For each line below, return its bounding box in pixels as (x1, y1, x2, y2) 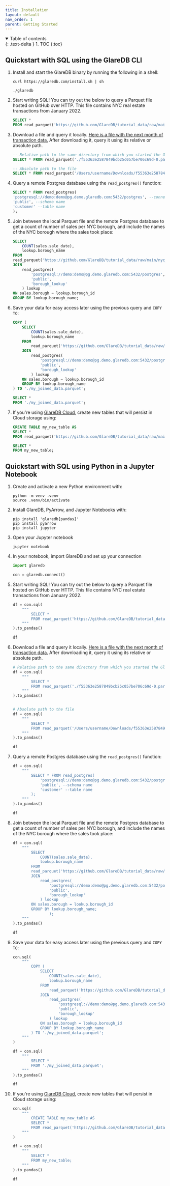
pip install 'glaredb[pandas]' (12, 517, 79, 522)
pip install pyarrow (12, 521, 56, 526)
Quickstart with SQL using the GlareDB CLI (5, 55, 142, 64)
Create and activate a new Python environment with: (12, 484, 123, 490)
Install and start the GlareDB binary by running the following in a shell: (12, 69, 159, 75)
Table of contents (10, 36, 47, 42)
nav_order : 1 (5, 17, 33, 22)
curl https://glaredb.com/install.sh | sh (12, 79, 104, 84)
